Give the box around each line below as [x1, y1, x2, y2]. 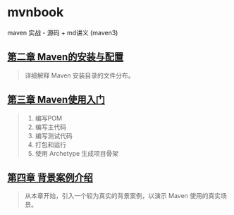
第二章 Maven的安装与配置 [7, 51, 124, 63]
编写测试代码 [35, 131, 73, 140]
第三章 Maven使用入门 [7, 94, 106, 106]
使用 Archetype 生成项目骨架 [35, 149, 119, 157]
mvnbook [7, 4, 64, 20]
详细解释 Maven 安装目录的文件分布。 [24, 71, 135, 80]
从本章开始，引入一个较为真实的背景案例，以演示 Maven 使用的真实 [24, 192, 221, 200]
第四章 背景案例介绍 [7, 171, 93, 183]
